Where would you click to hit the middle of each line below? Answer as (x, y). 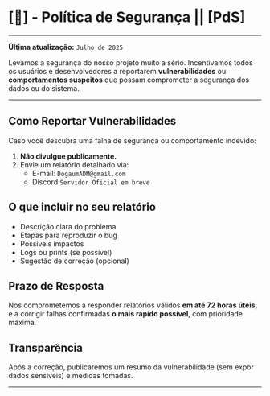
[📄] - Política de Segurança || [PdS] (127, 17)
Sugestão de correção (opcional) (75, 261)
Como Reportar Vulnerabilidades (92, 121)
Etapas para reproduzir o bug (69, 235)
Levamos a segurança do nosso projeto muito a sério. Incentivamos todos (131, 62)
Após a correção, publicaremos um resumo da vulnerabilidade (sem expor (131, 367)
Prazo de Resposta (56, 286)
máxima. (22, 323)
